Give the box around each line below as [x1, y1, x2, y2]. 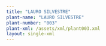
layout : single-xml [6, 31, 55, 37]
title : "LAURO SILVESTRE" [6, 8, 71, 15]
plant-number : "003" [6, 20, 58, 26]
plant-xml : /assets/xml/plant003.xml [6, 25, 101, 32]
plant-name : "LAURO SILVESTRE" [6, 14, 84, 20]
